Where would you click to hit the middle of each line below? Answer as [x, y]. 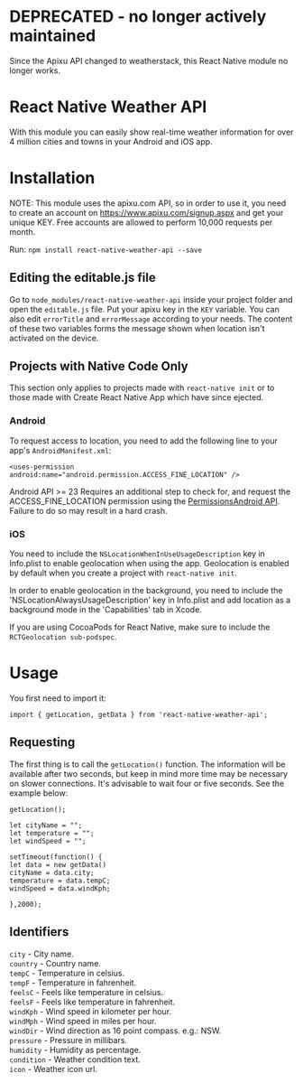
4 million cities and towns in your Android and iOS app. [111, 141]
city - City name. [41, 954]
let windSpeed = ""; [48, 841]
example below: [39, 793]
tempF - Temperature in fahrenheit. [73, 983]
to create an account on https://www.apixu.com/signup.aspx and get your [147, 212]
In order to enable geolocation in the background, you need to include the [146, 591]
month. [23, 231]
